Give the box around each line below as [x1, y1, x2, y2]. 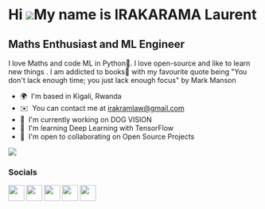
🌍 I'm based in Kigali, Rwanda [19, 92, 122, 101]
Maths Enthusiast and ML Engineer [8, 37, 185, 51]
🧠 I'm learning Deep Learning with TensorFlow [19, 124, 174, 132]
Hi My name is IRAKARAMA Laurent [8, 6, 257, 24]
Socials [8, 166, 37, 177]
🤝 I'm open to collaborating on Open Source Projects [19, 132, 195, 141]
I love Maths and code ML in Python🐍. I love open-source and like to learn [8, 58, 251, 68]
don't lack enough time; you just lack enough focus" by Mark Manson [8, 76, 236, 85]
